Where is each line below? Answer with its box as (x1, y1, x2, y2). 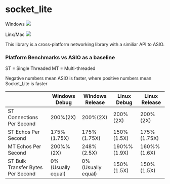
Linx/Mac (5, 31, 25, 38)
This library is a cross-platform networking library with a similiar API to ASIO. (5, 41, 165, 47)
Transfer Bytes (8, 164, 43, 171)
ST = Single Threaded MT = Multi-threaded (5, 65, 96, 71)
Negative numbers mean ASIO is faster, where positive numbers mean (5, 75, 152, 82)
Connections (8, 114, 38, 121)
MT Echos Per (8, 143, 41, 150)
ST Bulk (8, 158, 26, 165)
